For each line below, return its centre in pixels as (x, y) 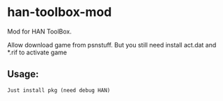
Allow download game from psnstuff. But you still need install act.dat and (112, 45)
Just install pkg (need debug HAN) (59, 90)
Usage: (23, 74)
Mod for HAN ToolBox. (39, 31)
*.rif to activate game (37, 52)
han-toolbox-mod (60, 12)
